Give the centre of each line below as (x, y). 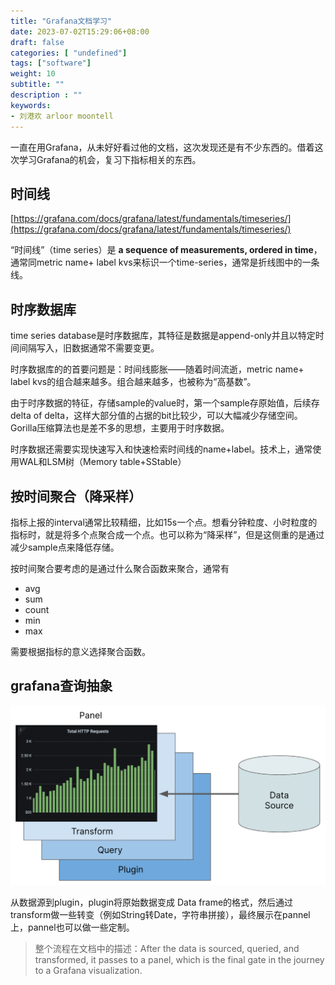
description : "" (46, 95)
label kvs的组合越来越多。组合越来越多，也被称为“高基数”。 (133, 382)
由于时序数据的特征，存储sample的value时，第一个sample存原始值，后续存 (165, 403)
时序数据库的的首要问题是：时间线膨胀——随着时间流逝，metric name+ (157, 369)
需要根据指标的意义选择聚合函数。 (80, 651)
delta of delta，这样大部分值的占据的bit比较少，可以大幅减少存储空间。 (156, 416)
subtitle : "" (37, 85)
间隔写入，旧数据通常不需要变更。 (89, 348)
